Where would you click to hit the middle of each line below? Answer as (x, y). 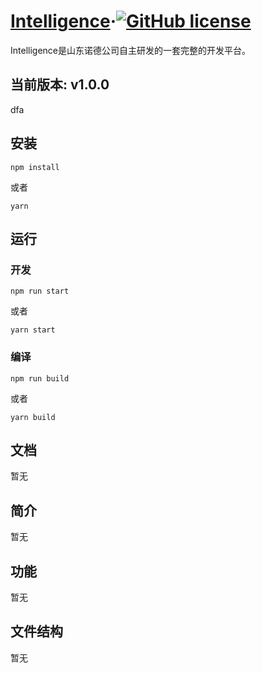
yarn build (33, 417)
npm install (35, 167)
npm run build (40, 378)
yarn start (33, 330)
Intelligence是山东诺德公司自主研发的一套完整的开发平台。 (130, 50)
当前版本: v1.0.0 (60, 85)
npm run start (40, 291)
